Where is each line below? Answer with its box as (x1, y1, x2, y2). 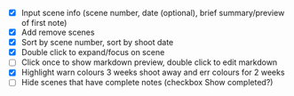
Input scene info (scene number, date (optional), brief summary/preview (20, 8, 285, 18)
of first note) (20, 18, 68, 28)
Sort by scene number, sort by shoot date (20, 37, 174, 48)
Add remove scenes (20, 27, 95, 38)
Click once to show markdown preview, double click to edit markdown (20, 57, 278, 68)
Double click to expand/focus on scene (20, 47, 165, 58)
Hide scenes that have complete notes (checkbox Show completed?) (20, 77, 274, 88)
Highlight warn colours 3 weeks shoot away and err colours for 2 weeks (20, 67, 285, 78)
